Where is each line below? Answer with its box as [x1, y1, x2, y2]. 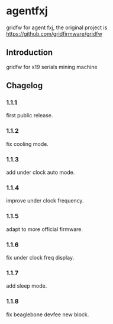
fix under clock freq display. [6, 254, 75, 261]
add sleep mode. [6, 282, 47, 289]
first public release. [6, 112, 53, 119]
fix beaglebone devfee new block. [6, 311, 89, 318]
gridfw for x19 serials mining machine [6, 63, 98, 70]
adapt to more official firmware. [6, 225, 83, 233]
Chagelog [6, 80, 43, 91]
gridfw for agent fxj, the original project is [6, 24, 108, 31]
